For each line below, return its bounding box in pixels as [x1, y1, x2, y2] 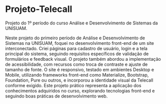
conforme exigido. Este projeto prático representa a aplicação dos [5, 82, 141, 88]
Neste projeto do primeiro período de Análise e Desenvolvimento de [5, 35, 145, 41]
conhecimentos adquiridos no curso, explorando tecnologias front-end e [5, 88, 155, 94]
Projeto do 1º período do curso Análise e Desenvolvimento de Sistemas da [5, 20, 158, 26]
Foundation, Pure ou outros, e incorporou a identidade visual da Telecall [5, 77, 153, 83]
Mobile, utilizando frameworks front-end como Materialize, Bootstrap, [5, 72, 149, 78]
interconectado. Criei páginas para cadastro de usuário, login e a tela [5, 45, 147, 51]
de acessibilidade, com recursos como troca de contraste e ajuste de [5, 61, 148, 67]
